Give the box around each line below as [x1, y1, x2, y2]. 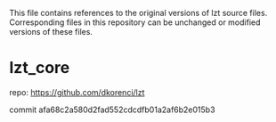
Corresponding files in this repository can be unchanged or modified [9, 17, 261, 28]
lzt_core [9, 58, 70, 78]
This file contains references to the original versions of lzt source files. [9, 8, 268, 18]
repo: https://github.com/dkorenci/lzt [9, 86, 145, 97]
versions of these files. [9, 27, 93, 37]
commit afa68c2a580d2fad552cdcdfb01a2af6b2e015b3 [9, 104, 215, 115]
